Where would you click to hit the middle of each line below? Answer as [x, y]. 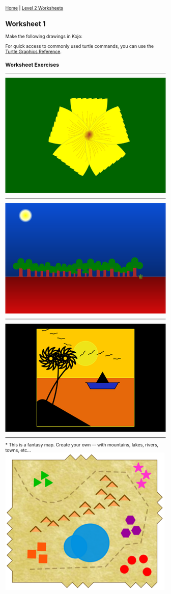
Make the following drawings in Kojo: [44, 36]
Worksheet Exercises [32, 65]
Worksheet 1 [25, 24]
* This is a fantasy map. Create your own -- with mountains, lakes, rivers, [82, 444]
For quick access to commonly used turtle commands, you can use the [80, 46]
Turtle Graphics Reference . [34, 51]
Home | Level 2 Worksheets [34, 8]
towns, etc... [18, 450]
